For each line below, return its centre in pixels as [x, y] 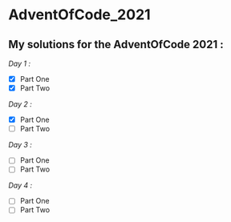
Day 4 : [20, 185]
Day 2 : [20, 104]
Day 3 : [20, 145]
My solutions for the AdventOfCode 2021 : [116, 44]
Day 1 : [19, 63]
